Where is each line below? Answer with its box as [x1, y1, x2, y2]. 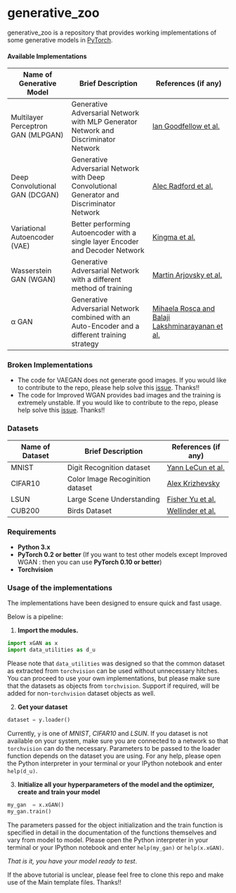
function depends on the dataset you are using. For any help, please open [7, 751, 221, 760]
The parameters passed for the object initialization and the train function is [7, 820, 223, 829]
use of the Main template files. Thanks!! [7, 877, 122, 886]
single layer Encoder [71, 237, 139, 247]
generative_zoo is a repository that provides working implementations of [7, 28, 217, 37]
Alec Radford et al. [152, 181, 213, 191]
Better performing [71, 219, 131, 229]
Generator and [71, 190, 119, 200]
